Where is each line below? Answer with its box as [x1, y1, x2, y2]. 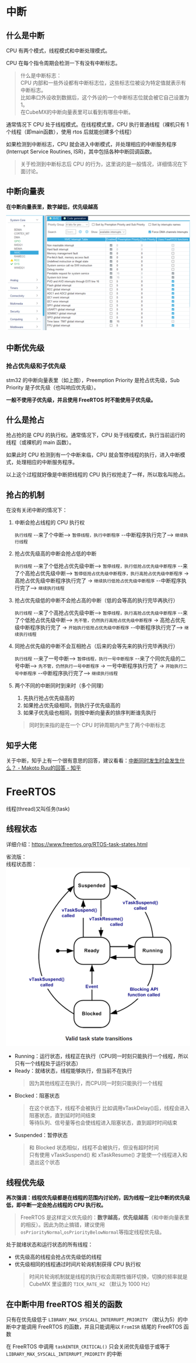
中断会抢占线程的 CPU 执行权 [14, 519, 85, 526]
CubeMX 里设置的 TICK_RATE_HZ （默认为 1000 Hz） [29, 1280, 153, 1288]
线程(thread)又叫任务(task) [6, 805, 70, 812]
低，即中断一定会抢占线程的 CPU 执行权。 [6, 1201, 107, 1208]
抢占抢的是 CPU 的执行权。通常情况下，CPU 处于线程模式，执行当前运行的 [6, 431, 185, 439]
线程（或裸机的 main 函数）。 [6, 439, 75, 446]
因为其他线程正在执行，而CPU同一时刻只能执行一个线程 [29, 1080, 163, 1087]
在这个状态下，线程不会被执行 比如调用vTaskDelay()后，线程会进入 [29, 1104, 190, 1112]
